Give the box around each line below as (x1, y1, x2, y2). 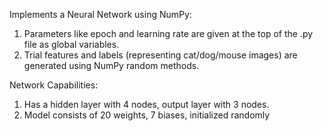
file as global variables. (23, 39, 120, 50)
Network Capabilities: (9, 79, 99, 91)
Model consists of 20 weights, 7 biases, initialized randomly (23, 109, 271, 121)
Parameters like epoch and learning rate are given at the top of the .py (23, 28, 314, 39)
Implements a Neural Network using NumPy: (9, 9, 192, 20)
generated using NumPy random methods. (23, 60, 200, 71)
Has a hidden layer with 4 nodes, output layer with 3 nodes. (23, 99, 270, 110)
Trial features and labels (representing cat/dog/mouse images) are (23, 49, 298, 61)
